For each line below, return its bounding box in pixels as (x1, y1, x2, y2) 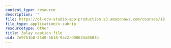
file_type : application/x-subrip (5, 21, 76, 26)
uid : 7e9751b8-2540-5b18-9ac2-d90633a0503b (5, 35, 99, 40)
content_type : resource (5, 7, 56, 12)
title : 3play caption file (5, 30, 63, 35)
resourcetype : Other (5, 26, 49, 31)
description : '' (5, 12, 40, 17)
